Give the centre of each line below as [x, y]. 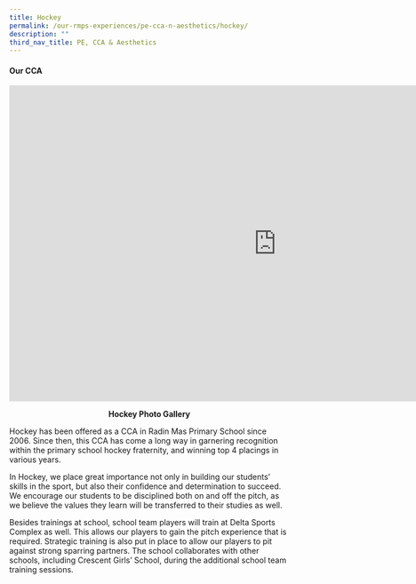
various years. [35, 460]
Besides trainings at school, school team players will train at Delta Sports [142, 523]
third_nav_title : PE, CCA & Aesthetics [83, 42]
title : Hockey [36, 17]
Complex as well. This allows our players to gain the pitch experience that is [148, 532]
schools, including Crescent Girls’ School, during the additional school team [148, 560]
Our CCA [26, 70]
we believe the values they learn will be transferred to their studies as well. [146, 505]
